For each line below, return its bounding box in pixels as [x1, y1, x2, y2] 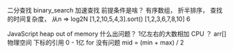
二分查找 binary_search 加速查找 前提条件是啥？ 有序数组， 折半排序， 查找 [7, 6, 223, 14]
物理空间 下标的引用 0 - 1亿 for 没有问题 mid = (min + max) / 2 [7, 38, 184, 47]
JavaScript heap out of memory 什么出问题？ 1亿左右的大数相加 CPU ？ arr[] [7, 30, 227, 38]
